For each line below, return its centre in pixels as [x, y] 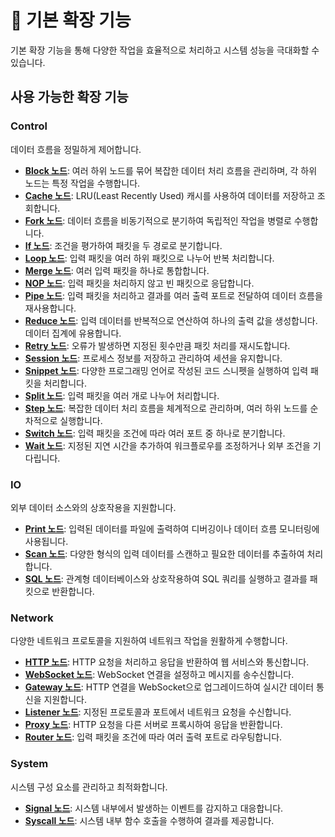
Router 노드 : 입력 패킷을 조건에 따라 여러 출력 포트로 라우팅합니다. [153, 737]
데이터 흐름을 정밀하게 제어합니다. [76, 149]
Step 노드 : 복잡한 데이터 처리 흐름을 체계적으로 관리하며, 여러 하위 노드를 [166, 408]
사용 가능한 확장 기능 [69, 97]
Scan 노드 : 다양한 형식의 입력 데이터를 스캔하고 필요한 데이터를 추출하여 [164, 553]
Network [32, 618]
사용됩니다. [46, 541]
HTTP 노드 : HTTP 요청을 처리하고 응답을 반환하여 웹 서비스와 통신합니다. [167, 662]
